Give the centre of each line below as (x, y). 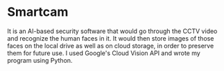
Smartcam (38, 12)
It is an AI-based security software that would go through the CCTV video (112, 31)
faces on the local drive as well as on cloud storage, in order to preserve (111, 45)
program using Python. (40, 60)
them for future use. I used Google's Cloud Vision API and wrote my (104, 53)
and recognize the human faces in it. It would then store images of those (111, 38)
